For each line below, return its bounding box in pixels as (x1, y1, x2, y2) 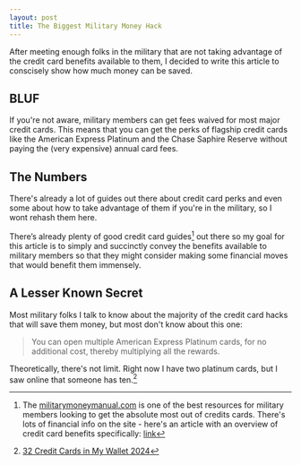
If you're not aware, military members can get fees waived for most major (9, 115, 280, 125)
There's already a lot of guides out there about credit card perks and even (9, 194, 282, 204)
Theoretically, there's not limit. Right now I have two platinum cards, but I (9, 363, 278, 374)
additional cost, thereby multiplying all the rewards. (30, 346, 220, 357)
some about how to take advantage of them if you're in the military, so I (9, 202, 272, 213)
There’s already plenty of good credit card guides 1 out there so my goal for (9, 229, 285, 242)
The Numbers (9, 169, 88, 185)
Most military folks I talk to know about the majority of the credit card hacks (9, 309, 288, 320)
